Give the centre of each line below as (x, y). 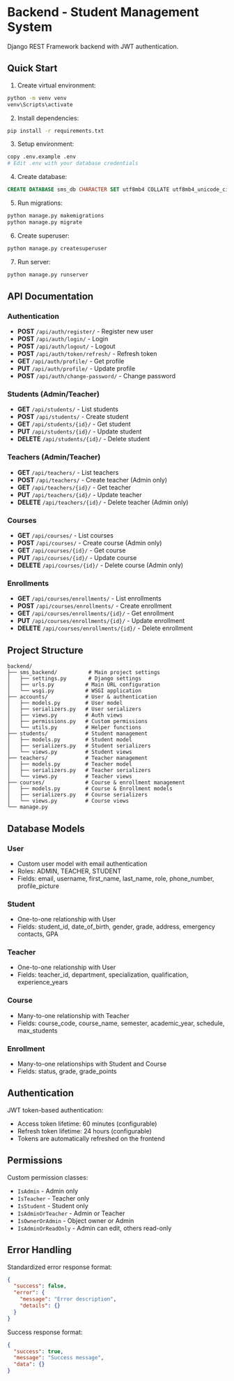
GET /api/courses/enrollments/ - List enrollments (89, 599)
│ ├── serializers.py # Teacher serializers (79, 771)
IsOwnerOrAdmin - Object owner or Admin (76, 1220)
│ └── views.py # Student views (70, 752)
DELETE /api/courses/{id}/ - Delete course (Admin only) (100, 565)
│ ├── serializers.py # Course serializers (78, 795)
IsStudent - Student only (53, 1205)
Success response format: (45, 1332)
